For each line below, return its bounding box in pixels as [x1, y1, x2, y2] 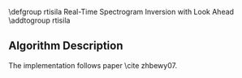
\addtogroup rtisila [8, 15, 71, 25]
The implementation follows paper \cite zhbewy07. [8, 60, 177, 70]
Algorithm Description [8, 39, 123, 53]
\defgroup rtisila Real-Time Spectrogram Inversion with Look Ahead [8, 7, 234, 16]
